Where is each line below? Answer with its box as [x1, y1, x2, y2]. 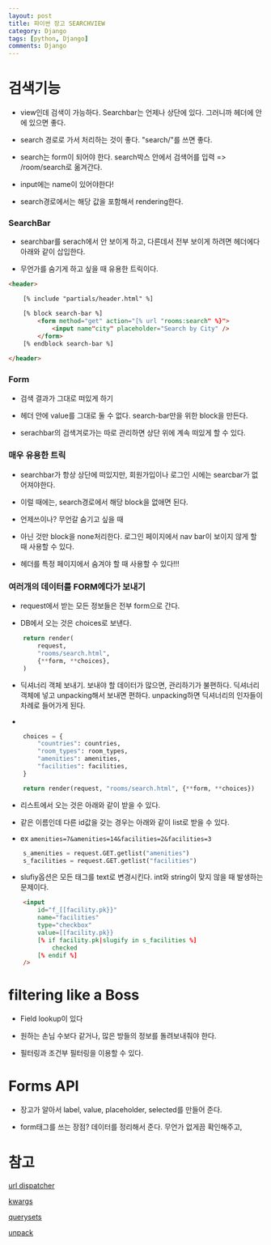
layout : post [8, 11, 53, 20]
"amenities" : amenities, [37, 754, 121, 763]
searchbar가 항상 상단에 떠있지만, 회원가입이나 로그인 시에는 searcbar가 [19, 470, 250, 479]
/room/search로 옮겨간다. [19, 163, 103, 172]
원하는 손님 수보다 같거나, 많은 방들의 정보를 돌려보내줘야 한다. [19, 1031, 217, 1041]
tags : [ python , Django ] [8, 34, 89, 43]
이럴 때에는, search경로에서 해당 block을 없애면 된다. [19, 497, 188, 507]
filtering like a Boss [8, 986, 140, 1005]
